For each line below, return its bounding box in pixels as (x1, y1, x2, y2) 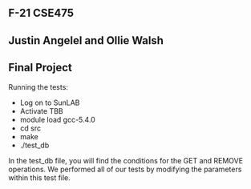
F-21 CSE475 (8, 6, 75, 20)
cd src (19, 123, 42, 133)
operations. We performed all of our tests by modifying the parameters (8, 164, 242, 174)
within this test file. (8, 172, 71, 183)
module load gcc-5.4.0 (19, 115, 96, 124)
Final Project (8, 61, 72, 74)
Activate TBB (19, 106, 63, 115)
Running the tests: (8, 82, 68, 91)
